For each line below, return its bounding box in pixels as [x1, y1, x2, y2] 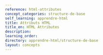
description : [5, 29, 31, 34]
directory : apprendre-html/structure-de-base [5, 38, 98, 43]
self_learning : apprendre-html [5, 16, 68, 21]
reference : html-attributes [5, 7, 62, 12]
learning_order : [5, 34, 38, 39]
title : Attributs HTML [5, 20, 51, 25]
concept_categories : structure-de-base [5, 11, 86, 16]
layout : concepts [5, 43, 40, 47]
